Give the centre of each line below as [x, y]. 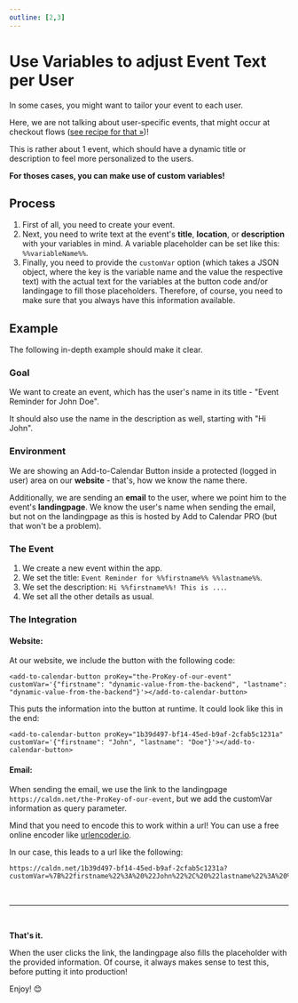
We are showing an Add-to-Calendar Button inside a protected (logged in [143, 470]
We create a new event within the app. [92, 568]
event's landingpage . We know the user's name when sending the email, [143, 507]
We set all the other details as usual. [88, 597]
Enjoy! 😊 [26, 989]
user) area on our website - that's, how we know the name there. [128, 480]
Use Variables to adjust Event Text [138, 61]
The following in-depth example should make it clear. [106, 350]
